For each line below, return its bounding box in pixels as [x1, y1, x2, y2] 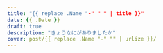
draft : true [7, 23, 42, 30]
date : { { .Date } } [7, 17, 60, 23]
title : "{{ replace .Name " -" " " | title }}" [7, 10, 144, 17]
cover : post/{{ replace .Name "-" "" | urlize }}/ [7, 36, 157, 43]
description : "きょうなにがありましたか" [7, 29, 116, 36]
